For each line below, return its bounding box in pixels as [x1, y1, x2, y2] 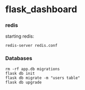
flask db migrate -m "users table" [5, 75, 80, 80]
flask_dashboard [5, 4, 77, 15]
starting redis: [5, 33, 34, 39]
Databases [5, 55, 32, 62]
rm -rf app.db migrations [5, 66, 60, 72]
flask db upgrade [5, 80, 42, 85]
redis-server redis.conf [5, 43, 58, 48]
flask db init [5, 71, 35, 76]
